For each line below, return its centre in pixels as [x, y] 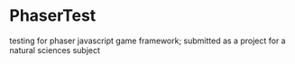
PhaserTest [53, 16]
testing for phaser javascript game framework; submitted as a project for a [147, 41]
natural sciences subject [55, 50]
